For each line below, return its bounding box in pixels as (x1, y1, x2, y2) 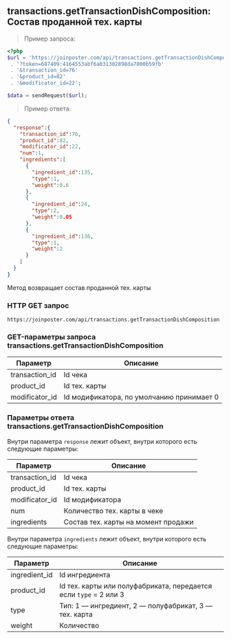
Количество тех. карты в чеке (63, 506, 164, 515)
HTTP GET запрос (7, 300, 69, 310)
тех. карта (59, 609, 93, 619)
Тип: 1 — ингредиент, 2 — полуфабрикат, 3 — (59, 601, 213, 610)
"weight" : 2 (32, 245, 63, 253)
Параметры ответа (7, 413, 74, 423)
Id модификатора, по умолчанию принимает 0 (63, 392, 219, 402)
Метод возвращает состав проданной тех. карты (7, 283, 151, 291)
